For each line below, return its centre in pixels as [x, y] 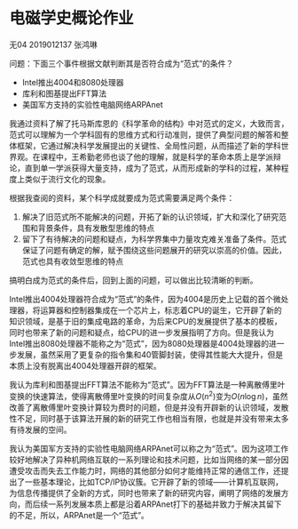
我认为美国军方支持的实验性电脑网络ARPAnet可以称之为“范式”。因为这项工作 [149, 448]
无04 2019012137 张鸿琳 [53, 44]
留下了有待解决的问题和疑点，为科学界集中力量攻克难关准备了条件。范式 [154, 239]
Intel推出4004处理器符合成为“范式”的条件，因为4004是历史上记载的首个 [141, 299]
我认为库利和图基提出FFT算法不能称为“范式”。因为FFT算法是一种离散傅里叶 [147, 384]
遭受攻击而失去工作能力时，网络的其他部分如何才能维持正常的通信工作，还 [145, 470]
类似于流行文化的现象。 [67, 179]
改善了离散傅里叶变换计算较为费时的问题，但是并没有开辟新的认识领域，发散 [149, 407]
